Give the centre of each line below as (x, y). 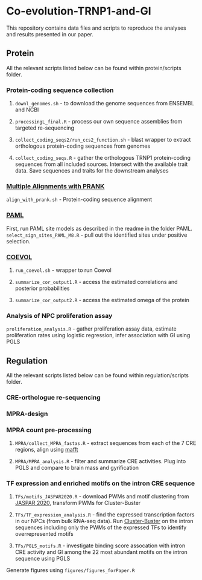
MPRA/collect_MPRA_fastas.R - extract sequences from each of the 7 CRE (106, 443)
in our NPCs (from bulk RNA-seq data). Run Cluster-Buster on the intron (104, 521)
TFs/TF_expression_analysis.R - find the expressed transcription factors (105, 515)
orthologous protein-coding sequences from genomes (83, 146)
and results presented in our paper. (50, 34)
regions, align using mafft (46, 450)
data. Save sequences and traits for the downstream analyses (92, 171)
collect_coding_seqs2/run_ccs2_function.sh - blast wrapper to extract (103, 140)
